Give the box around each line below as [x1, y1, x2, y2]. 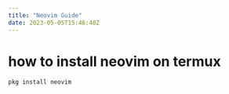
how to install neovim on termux [8, 52, 221, 70]
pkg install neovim [8, 78, 72, 86]
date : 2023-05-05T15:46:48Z [8, 19, 100, 27]
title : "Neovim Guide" [8, 11, 82, 20]
